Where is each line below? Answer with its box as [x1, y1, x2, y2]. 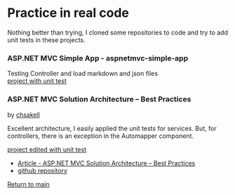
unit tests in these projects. [7, 35, 86, 44]
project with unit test [7, 77, 67, 85]
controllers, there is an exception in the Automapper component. [7, 132, 194, 140]
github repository [17, 166, 68, 175]
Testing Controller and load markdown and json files [7, 69, 159, 78]
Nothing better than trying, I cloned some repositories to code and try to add [7, 28, 228, 37]
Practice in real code [7, 5, 130, 21]
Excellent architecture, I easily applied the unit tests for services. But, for [7, 124, 217, 132]
